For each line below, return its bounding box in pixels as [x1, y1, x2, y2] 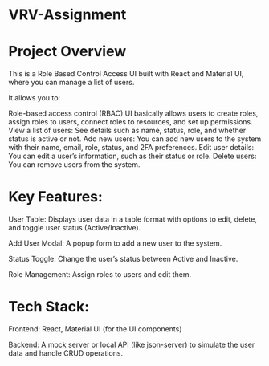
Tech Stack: [8, 298, 90, 316]
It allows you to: [8, 93, 61, 103]
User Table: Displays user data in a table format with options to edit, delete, [8, 214, 257, 224]
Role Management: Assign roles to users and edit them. [8, 270, 192, 279]
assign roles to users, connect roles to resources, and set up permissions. [8, 117, 253, 127]
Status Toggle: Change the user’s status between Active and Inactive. [8, 254, 238, 264]
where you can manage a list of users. [8, 78, 135, 87]
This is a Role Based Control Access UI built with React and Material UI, [8, 69, 244, 79]
